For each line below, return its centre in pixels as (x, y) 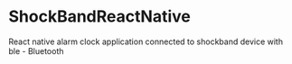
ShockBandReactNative (99, 17)
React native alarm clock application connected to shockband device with (146, 41)
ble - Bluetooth (36, 50)
